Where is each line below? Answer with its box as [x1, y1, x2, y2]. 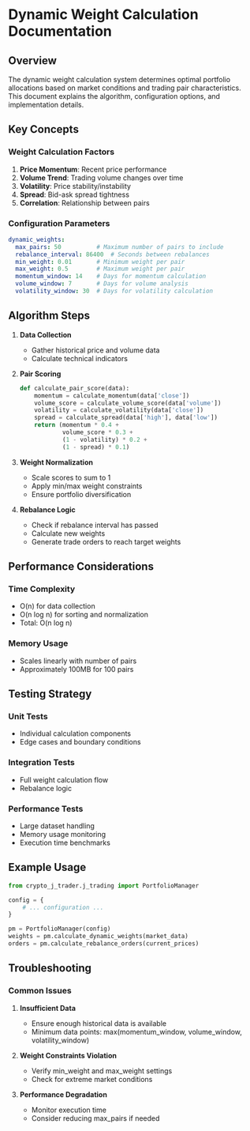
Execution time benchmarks [19, 838, 110, 847]
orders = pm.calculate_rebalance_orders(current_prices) [8, 940, 200, 948]
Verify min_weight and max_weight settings [31, 1065, 173, 1076]
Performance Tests [8, 803, 84, 814]
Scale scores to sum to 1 [31, 473, 111, 482]
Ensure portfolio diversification [31, 489, 132, 499]
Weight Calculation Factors [8, 146, 115, 157]
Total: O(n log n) [19, 618, 73, 628]
